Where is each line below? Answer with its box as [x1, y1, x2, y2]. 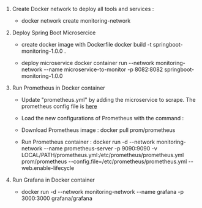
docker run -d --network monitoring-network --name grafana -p [21, 188, 184, 195]
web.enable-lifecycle [21, 164, 75, 171]
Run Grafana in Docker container [12, 176, 95, 183]
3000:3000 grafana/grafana [21, 195, 93, 202]
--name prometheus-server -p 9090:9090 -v [43, 145, 157, 152]
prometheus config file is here [21, 102, 97, 110]
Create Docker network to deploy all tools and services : [12, 6, 154, 12]
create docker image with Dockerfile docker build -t [21, 41, 152, 48]
